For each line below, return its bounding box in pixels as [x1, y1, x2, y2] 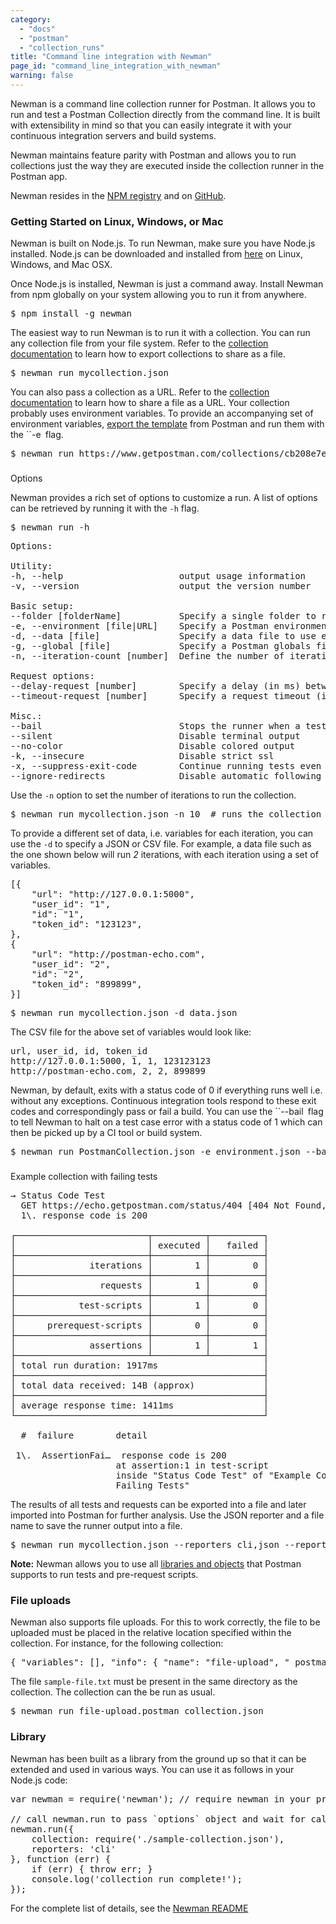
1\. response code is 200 [20, 1210, 148, 1221]
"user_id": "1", [31, 899, 112, 910]
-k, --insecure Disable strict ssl [10, 751, 275, 762]
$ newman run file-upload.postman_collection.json [10, 1706, 264, 1717]
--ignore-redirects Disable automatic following [10, 771, 322, 782]
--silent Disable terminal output [10, 731, 301, 742]
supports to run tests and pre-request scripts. [10, 1569, 199, 1581]
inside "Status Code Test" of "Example [115, 1470, 312, 1481]
